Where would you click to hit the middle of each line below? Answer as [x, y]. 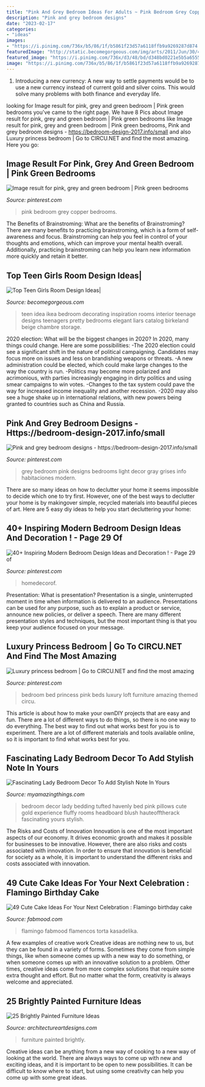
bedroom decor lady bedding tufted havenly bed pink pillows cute [104, 807]
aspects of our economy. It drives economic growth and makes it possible [99, 838]
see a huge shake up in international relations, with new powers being [94, 397]
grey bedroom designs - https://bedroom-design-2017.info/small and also [99, 132]
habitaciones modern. [49, 478]
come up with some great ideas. [47, 1078]
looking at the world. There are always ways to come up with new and [94, 1058]
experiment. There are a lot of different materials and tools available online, [101, 732]
